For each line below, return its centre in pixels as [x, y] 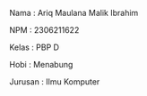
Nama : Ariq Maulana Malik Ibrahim [74, 13]
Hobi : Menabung [41, 64]
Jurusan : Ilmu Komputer [55, 82]
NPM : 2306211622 [44, 30]
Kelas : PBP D [35, 47]
